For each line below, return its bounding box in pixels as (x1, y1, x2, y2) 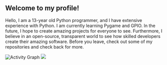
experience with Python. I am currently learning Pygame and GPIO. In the (5, 22, 156, 28)
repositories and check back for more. (5, 43, 84, 49)
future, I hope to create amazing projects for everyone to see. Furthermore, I (5, 27, 162, 34)
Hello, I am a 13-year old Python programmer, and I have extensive (5, 17, 142, 23)
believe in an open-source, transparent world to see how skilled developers (5, 33, 161, 39)
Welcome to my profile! (5, 4, 79, 12)
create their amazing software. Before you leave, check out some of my (5, 38, 152, 44)
